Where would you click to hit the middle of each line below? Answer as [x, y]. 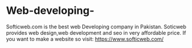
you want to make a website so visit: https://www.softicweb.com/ [85, 39]
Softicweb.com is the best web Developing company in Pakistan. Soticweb [96, 27]
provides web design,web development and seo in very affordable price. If [96, 32]
